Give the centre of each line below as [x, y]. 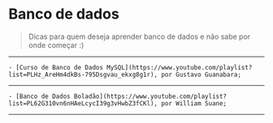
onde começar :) [56, 45]
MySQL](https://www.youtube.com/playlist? [180, 67]
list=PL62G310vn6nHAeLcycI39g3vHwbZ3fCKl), [83, 103]
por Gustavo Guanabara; [201, 74]
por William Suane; [194, 103]
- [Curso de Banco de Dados [56, 67]
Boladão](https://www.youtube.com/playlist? [150, 96]
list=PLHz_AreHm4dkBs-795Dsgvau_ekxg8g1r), [83, 74]
